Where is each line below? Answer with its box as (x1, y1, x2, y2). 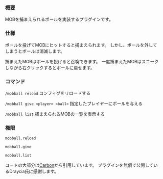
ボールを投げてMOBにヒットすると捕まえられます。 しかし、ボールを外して (5, 42, 158, 48)
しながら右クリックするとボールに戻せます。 (5, 65, 95, 71)
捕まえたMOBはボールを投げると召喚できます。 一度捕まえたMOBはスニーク (5, 58, 159, 64)
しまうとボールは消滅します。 (5, 48, 65, 54)
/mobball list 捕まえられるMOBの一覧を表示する (5, 111, 105, 117)
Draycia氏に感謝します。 (9, 168, 59, 175)
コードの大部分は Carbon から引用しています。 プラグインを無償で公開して (5, 162, 154, 168)
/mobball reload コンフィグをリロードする (5, 90, 91, 96)
